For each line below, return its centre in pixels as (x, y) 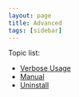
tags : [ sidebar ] (35, 30)
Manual (32, 77)
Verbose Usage (45, 68)
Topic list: (24, 53)
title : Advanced (35, 23)
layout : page (30, 16)
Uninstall (34, 85)
